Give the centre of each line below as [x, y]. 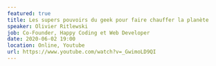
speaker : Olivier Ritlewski [48, 26]
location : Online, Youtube [46, 45]
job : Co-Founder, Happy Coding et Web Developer [79, 33]
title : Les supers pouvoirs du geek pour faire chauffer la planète [108, 20]
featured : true [29, 13]
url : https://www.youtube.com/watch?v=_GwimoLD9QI [82, 52]
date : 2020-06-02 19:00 [42, 39]
